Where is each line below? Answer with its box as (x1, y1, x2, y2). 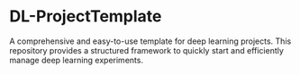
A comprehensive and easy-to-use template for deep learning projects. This (9, 36, 292, 46)
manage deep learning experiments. (9, 54, 144, 65)
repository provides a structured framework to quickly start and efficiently (9, 45, 284, 55)
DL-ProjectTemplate (9, 6, 162, 27)
